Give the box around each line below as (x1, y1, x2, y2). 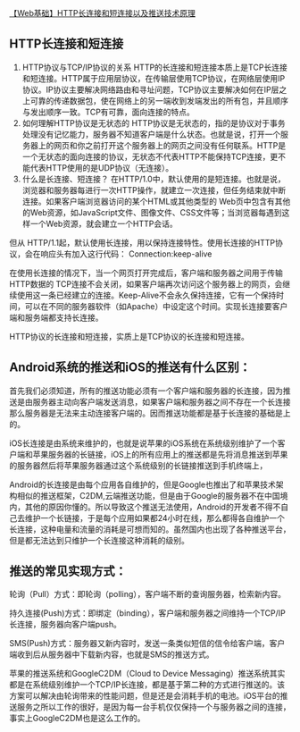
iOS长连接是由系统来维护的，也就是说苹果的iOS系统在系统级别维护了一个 (9, 437, 279, 449)
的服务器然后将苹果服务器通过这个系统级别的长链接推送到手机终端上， (9, 459, 268, 471)
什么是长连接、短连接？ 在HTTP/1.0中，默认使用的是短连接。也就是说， (21, 173, 286, 184)
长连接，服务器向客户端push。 (9, 619, 122, 630)
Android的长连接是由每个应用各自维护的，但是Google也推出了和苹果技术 (9, 479, 277, 490)
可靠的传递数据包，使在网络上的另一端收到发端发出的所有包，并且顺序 (29, 95, 288, 105)
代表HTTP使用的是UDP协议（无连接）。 (29, 162, 174, 172)
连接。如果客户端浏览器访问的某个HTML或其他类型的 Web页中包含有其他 (21, 196, 291, 206)
